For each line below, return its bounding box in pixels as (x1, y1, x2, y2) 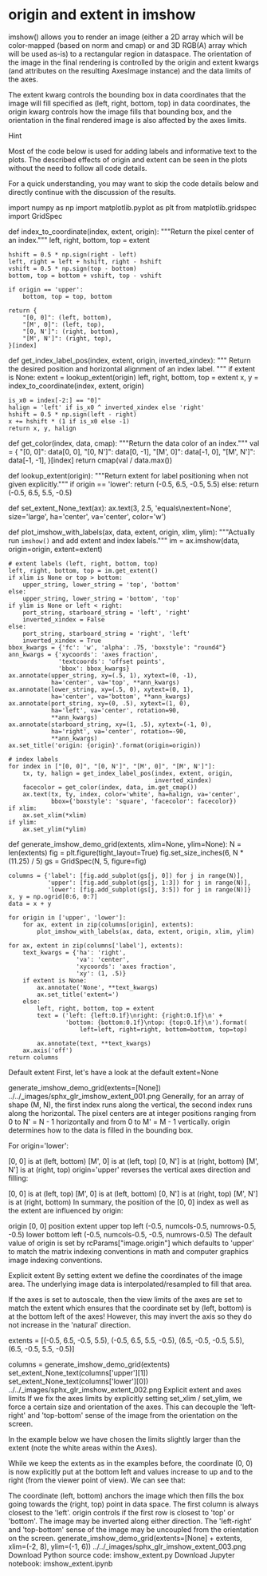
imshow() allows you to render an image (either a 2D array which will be (8, 32, 245, 42)
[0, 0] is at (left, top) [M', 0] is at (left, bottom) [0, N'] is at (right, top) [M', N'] (8, 1189, 258, 1198)
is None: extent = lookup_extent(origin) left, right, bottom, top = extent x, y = (8, 372, 259, 382)
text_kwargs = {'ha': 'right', (22, 948, 127, 956)
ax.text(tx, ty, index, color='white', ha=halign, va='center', (22, 790, 241, 798)
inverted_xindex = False (22, 615, 105, 624)
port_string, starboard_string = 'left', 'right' (22, 609, 191, 617)
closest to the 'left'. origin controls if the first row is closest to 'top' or (8, 1507, 235, 1517)
